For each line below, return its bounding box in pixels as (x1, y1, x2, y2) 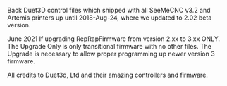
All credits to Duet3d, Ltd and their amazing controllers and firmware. (7, 70, 208, 79)
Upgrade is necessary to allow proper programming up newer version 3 (7, 49, 215, 58)
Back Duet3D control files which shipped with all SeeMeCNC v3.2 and (7, 6, 211, 14)
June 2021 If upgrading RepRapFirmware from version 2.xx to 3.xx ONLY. (7, 35, 221, 43)
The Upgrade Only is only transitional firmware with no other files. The (7, 42, 211, 50)
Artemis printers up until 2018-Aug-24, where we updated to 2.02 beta (7, 13, 212, 22)
